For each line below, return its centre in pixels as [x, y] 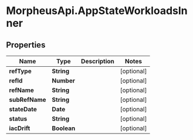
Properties [26, 45]
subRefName [28, 100]
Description [98, 61]
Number [63, 81]
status [18, 119]
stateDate [23, 109]
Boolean [64, 128]
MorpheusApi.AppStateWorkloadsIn [97, 11]
